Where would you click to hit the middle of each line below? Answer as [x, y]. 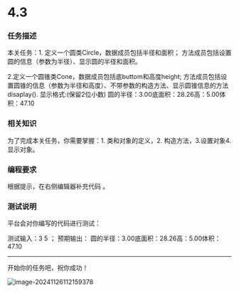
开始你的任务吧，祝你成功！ [48, 268]
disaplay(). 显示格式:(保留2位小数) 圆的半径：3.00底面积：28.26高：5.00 [113, 95]
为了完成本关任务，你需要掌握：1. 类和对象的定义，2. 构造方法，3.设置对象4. [119, 140]
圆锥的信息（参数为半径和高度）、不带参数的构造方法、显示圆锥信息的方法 [121, 85]
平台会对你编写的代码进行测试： [54, 223]
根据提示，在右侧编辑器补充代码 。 [58, 186]
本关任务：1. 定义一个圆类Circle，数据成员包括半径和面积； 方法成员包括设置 [119, 53]
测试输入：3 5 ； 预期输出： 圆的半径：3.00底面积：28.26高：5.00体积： [114, 238]
